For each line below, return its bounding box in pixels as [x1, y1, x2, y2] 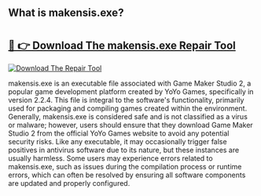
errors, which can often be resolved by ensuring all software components [8, 170, 246, 180]
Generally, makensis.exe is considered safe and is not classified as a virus [8, 112, 248, 121]
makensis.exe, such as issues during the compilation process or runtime [8, 162, 242, 171]
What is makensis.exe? [8, 6, 124, 20]
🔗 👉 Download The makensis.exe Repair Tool [8, 38, 236, 52]
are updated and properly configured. [8, 179, 130, 187]
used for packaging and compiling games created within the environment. [8, 103, 248, 113]
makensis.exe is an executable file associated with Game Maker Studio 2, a [8, 78, 252, 88]
